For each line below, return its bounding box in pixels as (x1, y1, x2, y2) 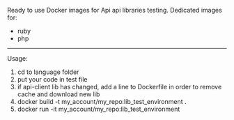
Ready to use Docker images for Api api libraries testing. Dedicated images (7, 6, 223, 14)
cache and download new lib (17, 90, 100, 98)
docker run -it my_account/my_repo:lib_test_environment (17, 105, 180, 113)
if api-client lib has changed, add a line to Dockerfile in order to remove (17, 83, 222, 91)
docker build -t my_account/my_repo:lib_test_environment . (17, 98, 187, 105)
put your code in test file (17, 75, 88, 83)
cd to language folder (17, 68, 79, 76)
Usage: (7, 54, 28, 62)
